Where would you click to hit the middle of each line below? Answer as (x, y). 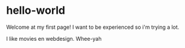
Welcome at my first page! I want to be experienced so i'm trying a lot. (93, 27)
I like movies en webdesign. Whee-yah (54, 38)
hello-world (36, 10)
